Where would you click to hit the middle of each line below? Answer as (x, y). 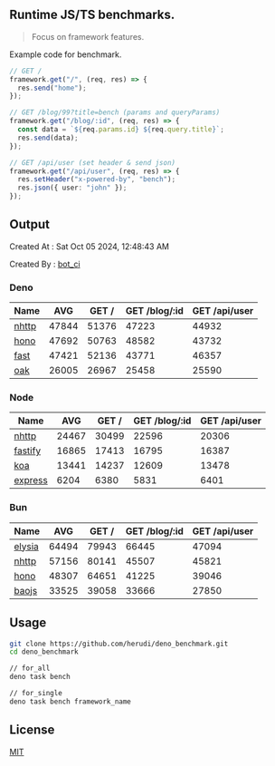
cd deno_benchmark (44, 652)
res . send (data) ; (48, 138)
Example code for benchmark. (66, 54)
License (32, 730)
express (31, 480)
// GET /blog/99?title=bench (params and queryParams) (115, 112)
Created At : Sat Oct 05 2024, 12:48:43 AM (90, 246)
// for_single (36, 693)
